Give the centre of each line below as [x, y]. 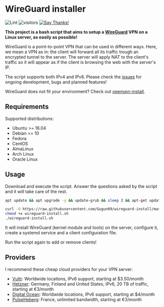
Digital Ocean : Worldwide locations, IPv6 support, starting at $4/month [83, 294]
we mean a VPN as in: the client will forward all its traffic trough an [72, 52]
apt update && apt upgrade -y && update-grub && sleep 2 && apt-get [76, 200]
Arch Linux [23, 154]
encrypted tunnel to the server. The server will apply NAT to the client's [77, 57]
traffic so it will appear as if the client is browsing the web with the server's [81, 62]
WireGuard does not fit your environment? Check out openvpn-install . [75, 91]
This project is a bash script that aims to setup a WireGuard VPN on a [76, 32]
